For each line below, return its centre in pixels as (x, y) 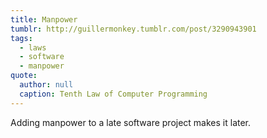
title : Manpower (44, 19)
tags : (21, 38)
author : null (46, 85)
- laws (33, 47)
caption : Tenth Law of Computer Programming (113, 94)
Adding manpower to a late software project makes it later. (131, 122)
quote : (24, 76)
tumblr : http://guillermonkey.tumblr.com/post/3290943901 (133, 29)
